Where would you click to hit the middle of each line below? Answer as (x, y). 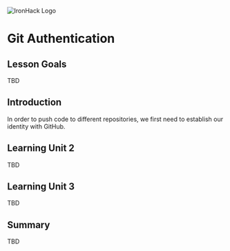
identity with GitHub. (36, 126)
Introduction (35, 103)
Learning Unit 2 (41, 148)
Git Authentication (61, 39)
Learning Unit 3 (41, 187)
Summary (29, 225)
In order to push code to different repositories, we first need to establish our (115, 119)
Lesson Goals (37, 64)
